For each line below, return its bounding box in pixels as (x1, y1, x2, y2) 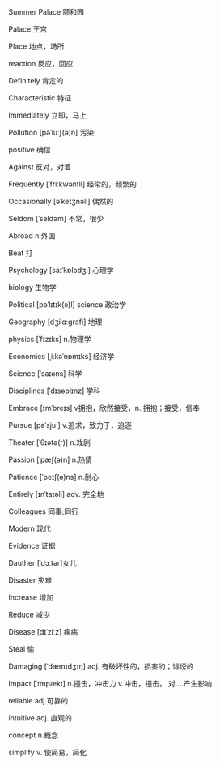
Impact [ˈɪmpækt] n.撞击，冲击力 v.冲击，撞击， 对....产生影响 (8, 679, 213, 688)
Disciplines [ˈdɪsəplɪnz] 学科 (8, 386, 101, 395)
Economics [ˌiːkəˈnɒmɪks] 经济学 (8, 352, 115, 361)
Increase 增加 (8, 592, 54, 602)
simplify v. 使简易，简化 (8, 748, 87, 757)
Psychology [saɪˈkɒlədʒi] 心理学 (8, 266, 115, 275)
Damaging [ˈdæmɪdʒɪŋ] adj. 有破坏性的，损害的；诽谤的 (8, 661, 194, 671)
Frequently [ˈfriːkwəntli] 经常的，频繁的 (8, 179, 137, 189)
